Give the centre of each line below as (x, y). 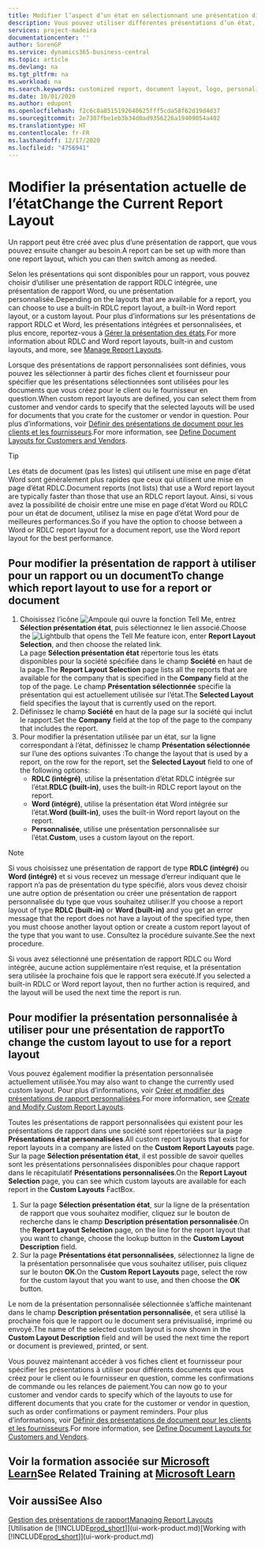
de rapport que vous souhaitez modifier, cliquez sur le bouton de (125, 1213)
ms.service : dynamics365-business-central (79, 52)
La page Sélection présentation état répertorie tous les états (119, 653)
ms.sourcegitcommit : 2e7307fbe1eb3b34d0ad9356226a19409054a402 (114, 118)
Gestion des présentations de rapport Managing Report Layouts (111, 1520)
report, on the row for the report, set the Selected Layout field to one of (136, 762)
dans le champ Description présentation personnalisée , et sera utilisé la (127, 1312)
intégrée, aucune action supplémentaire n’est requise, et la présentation (125, 968)
